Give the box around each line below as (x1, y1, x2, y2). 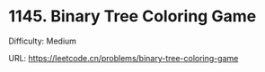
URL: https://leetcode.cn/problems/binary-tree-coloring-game (8, 52, 239, 63)
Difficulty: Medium (8, 36, 77, 46)
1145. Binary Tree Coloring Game (8, 6, 257, 27)
